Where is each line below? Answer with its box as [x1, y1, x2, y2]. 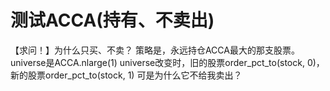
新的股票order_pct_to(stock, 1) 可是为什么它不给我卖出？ [10, 69, 243, 81]
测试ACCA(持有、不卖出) [10, 9, 215, 32]
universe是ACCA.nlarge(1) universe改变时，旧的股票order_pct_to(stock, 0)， [10, 56, 325, 68]
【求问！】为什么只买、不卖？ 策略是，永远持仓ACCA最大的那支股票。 [10, 44, 300, 56]
